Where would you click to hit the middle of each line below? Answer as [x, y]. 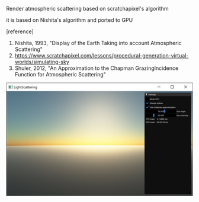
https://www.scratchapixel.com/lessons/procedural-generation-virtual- [102, 55]
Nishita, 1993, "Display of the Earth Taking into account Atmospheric [98, 43]
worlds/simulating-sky [42, 62]
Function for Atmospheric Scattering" [60, 74]
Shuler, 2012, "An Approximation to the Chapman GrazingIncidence [97, 68]
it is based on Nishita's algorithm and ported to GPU [70, 20]
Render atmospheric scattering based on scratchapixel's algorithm [87, 9]
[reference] [20, 31]
